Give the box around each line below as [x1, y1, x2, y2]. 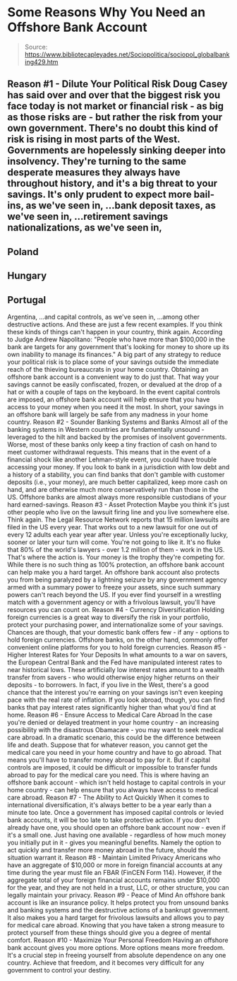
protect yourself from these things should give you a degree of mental [7, 928, 212, 936]
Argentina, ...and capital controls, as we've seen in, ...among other [7, 312, 200, 321]
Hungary [7, 270, 47, 282]
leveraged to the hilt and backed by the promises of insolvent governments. [7, 433, 227, 441]
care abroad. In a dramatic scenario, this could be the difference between [7, 733, 221, 741]
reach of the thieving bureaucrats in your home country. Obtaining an [7, 365, 209, 373]
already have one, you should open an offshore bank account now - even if [7, 823, 226, 831]
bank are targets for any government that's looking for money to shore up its [7, 342, 229, 351]
